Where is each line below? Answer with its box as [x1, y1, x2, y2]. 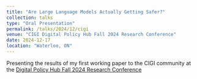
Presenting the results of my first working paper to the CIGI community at [6, 59, 191, 67]
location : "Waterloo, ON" [6, 43, 72, 49]
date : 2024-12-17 [6, 37, 51, 43]
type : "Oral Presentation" [6, 20, 75, 26]
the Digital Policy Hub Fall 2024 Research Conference [6, 66, 142, 73]
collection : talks [6, 15, 53, 21]
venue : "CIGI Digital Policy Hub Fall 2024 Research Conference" [6, 32, 176, 38]
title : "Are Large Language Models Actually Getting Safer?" [6, 9, 166, 15]
